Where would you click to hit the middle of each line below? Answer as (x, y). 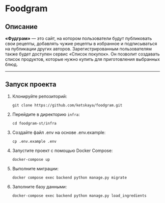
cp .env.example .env (34, 141)
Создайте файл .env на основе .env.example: (59, 132)
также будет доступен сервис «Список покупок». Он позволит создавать (82, 54)
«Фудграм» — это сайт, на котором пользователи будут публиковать (79, 38)
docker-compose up (31, 159)
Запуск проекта (31, 85)
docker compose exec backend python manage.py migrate (69, 178)
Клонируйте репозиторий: (40, 96)
